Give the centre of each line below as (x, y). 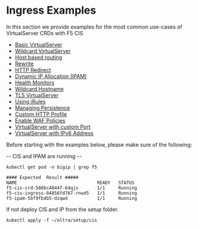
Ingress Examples (51, 10)
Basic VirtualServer (38, 45)
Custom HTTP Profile (41, 114)
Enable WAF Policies (40, 120)
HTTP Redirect (33, 70)
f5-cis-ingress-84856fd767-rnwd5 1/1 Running (72, 193)
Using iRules (30, 101)
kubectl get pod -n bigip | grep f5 (52, 167)
